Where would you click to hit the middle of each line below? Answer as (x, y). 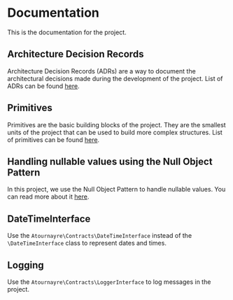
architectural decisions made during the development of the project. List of (115, 78)
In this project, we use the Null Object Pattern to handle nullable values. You (116, 190)
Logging (26, 265)
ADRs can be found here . (43, 86)
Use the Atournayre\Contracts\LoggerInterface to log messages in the (109, 282)
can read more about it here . (48, 197)
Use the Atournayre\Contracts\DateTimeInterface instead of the (100, 236)
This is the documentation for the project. (67, 32)
